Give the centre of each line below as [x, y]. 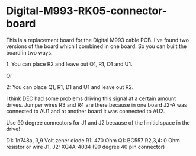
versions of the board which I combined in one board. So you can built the [97, 46]
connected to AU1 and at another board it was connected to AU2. [86, 111]
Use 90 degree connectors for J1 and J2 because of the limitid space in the [98, 122]
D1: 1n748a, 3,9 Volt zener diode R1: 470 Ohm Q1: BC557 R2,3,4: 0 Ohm [93, 140]
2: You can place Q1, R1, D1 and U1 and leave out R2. [70, 87]
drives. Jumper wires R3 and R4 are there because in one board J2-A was [97, 104]
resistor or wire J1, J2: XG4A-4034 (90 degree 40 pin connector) [86, 147]
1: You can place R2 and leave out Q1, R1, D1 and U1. [69, 64]
